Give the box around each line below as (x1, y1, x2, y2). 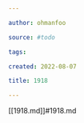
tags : (8, 47, 26, 56)
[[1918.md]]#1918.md (8, 106, 77, 116)
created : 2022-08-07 (8, 62, 78, 71)
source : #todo (8, 33, 56, 41)
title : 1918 (8, 77, 48, 85)
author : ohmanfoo (8, 18, 66, 27)
